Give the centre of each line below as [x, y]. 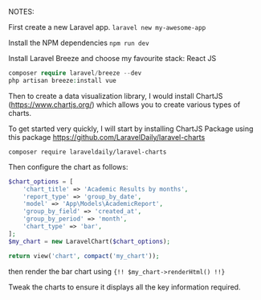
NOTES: [21, 12]
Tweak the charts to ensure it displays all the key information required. [124, 287]
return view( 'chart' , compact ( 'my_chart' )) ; [84, 256]
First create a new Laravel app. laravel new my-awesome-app [107, 27]
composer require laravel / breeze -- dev [75, 73]
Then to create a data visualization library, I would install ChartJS [116, 96]
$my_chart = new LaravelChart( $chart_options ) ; [90, 241]
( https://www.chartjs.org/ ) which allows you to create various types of [124, 105]
